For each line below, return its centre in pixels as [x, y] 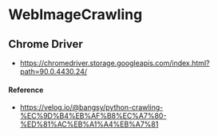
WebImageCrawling [75, 15]
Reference [26, 90]
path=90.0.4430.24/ [54, 72]
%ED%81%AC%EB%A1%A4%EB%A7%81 [89, 124]
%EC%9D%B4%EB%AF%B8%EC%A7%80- [93, 116]
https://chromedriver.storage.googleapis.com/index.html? [115, 63]
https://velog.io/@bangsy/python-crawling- [91, 107]
